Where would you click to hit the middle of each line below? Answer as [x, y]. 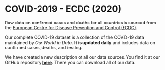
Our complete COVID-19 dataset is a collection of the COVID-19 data [75, 37]
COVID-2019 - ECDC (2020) [63, 9]
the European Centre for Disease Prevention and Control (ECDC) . [71, 27]
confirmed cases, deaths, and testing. [44, 47]
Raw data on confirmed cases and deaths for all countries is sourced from [81, 23]
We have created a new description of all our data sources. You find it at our [82, 57]
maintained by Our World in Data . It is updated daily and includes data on [80, 42]
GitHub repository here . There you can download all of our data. [70, 62]
